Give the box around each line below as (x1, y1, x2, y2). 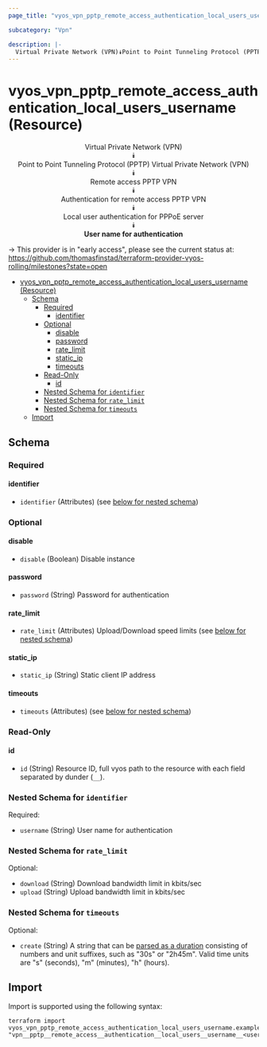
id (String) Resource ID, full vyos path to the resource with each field (19, 764, 246, 773)
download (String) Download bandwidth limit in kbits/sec (19, 879, 203, 889)
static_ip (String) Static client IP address (19, 670, 157, 680)
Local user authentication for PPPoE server (63, 212, 204, 221)
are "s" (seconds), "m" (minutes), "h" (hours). (19, 957, 170, 967)
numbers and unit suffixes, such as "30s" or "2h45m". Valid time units (19, 949, 249, 959)
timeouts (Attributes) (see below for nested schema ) (19, 706, 192, 716)
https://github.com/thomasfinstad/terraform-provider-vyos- (8, 253, 204, 263)
